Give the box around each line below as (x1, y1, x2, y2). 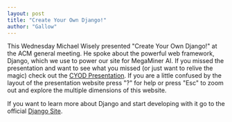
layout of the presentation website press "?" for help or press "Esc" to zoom (7, 79, 224, 87)
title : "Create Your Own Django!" (7, 17, 107, 24)
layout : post (7, 10, 45, 17)
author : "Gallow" (7, 23, 57, 30)
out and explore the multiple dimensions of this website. (7, 86, 167, 94)
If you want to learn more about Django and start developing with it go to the (7, 100, 225, 108)
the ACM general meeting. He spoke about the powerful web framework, (7, 49, 215, 58)
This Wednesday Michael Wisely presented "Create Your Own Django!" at (7, 42, 217, 51)
